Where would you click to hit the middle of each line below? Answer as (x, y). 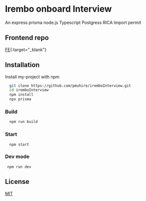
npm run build (24, 122)
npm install (22, 95)
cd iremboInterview (29, 90)
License (17, 182)
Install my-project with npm (32, 77)
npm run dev (19, 167)
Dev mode (17, 157)
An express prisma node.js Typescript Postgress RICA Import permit (73, 22)
